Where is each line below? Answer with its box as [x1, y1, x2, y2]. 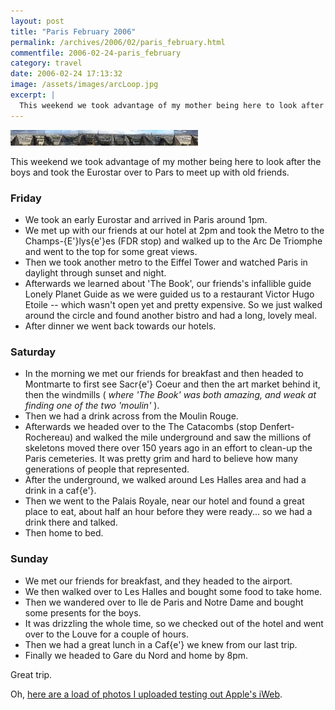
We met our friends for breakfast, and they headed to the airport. [24, 575, 293, 587]
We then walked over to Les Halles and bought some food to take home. [24, 585, 323, 597]
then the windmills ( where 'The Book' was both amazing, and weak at [24, 389, 317, 401]
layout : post [10, 16, 65, 26]
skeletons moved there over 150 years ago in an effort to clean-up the [24, 442, 313, 454]
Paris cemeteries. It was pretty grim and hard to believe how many [24, 453, 299, 465]
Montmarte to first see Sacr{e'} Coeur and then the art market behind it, [24, 378, 321, 390]
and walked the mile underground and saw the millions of [74, 431, 312, 444]
